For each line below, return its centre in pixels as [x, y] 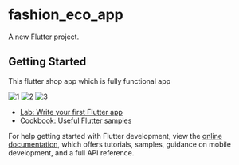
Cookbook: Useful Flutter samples [76, 120]
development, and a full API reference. [71, 152]
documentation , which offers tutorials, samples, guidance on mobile [119, 144]
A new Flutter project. [44, 37]
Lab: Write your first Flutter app [71, 112]
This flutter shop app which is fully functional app [90, 81]
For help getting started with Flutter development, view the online [116, 136]
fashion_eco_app [66, 15]
